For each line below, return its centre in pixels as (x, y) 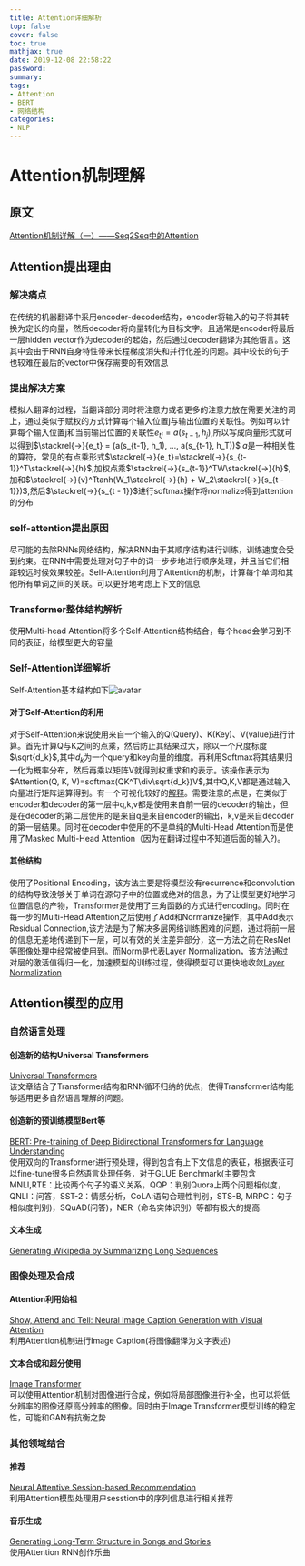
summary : (26, 77)
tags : (20, 86)
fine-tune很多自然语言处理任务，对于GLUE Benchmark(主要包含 (137, 1173)
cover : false (34, 35)
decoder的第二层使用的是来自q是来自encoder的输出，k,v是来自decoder (160, 815)
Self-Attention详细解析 (60, 668)
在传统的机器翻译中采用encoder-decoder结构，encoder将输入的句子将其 (145, 317)
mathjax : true (36, 52)
